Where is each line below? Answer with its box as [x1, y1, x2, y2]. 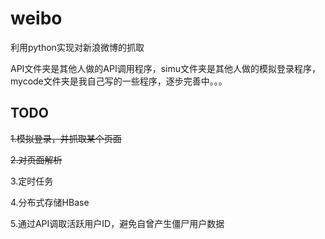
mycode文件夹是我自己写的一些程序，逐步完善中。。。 [10, 75, 228, 87]
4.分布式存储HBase [10, 196, 90, 208]
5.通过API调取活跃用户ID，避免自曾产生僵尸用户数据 [10, 217, 225, 229]
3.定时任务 [10, 175, 54, 187]
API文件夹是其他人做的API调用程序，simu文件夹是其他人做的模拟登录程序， [10, 62, 322, 74]
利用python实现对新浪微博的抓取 [10, 41, 145, 53]
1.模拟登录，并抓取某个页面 [10, 132, 122, 144]
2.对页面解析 [10, 153, 63, 166]
